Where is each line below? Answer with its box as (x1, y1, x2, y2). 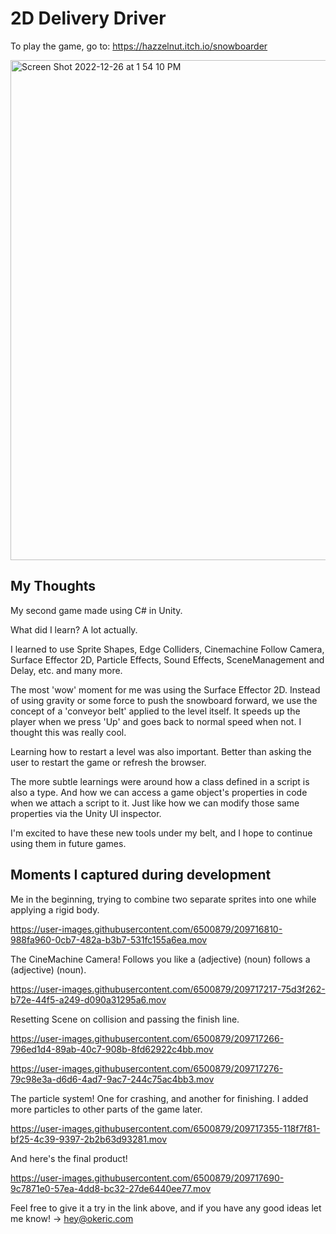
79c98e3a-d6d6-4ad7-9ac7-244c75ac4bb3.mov (10, 1073, 215, 1085)
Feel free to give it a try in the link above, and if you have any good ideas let (10, 1202, 322, 1214)
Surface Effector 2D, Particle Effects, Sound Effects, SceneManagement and (10, 653, 325, 666)
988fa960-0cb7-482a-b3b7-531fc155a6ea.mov (10, 933, 208, 946)
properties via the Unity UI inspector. (10, 807, 162, 819)
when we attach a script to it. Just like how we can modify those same (10, 797, 300, 809)
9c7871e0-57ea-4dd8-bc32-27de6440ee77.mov (10, 1182, 212, 1194)
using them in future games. (10, 837, 127, 849)
